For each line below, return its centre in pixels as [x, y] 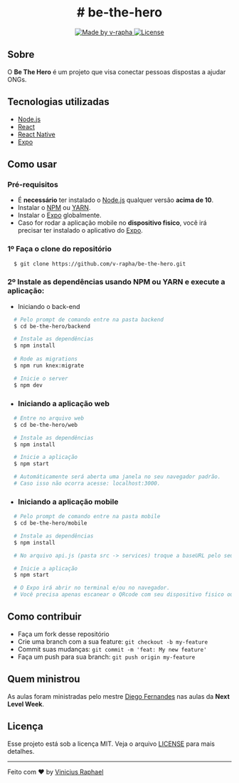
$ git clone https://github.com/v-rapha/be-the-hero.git [100, 264]
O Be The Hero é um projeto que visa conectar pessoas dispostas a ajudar [117, 71]
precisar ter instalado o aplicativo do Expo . [80, 231]
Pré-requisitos [33, 184]
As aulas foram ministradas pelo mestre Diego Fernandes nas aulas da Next [118, 696]
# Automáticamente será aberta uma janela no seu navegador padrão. [117, 477]
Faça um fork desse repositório [63, 634]
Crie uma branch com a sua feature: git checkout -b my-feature [113, 641]
